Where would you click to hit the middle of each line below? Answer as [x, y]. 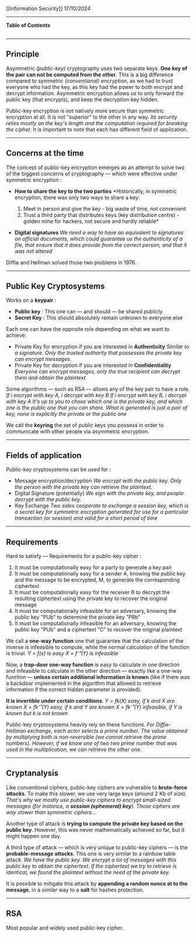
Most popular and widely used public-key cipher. [65, 928]
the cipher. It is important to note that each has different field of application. [97, 129]
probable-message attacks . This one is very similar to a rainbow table [91, 853]
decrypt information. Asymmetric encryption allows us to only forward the [95, 93]
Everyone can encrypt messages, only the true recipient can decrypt [97, 371]
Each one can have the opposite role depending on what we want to [88, 329]
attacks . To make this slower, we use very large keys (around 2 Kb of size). [97, 793]
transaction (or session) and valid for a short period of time [86, 518]
